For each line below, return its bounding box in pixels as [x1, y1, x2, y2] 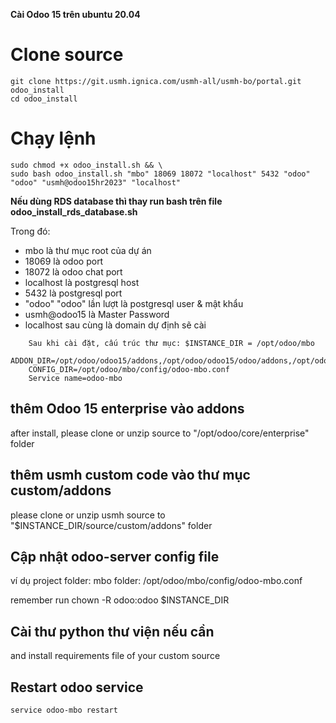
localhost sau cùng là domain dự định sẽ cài [24, 319, 207, 331]
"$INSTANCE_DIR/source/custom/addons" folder [10, 519, 213, 531]
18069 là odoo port [24, 255, 104, 267]
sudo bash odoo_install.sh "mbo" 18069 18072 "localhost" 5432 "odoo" [10, 169, 311, 179]
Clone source [10, 44, 124, 66]
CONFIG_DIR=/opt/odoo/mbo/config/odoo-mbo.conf [28, 364, 230, 374]
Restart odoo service [10, 679, 144, 696]
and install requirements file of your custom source [10, 650, 221, 662]
